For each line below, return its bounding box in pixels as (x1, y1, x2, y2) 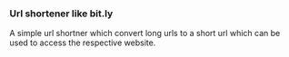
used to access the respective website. (9, 37, 156, 48)
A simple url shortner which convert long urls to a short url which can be (9, 28, 281, 39)
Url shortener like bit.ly (9, 7, 114, 20)
